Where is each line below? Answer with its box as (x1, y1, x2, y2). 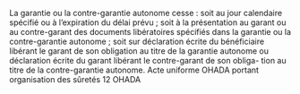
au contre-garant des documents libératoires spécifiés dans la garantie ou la (9, 27, 292, 37)
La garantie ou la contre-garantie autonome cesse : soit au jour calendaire (9, 8, 283, 18)
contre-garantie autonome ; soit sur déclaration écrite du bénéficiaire (9, 36, 265, 47)
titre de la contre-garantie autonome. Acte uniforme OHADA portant (9, 64, 260, 75)
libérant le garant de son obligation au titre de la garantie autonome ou (9, 46, 269, 56)
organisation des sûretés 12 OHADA (9, 74, 141, 84)
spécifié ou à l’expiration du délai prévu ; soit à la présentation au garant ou (9, 17, 287, 28)
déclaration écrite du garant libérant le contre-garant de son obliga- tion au (9, 56, 287, 65)
